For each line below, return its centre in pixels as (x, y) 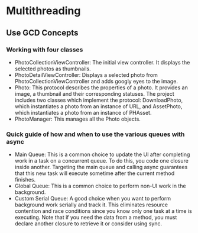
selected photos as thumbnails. (53, 69)
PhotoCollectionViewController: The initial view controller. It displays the (102, 62)
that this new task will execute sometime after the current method (95, 173)
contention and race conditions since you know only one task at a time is (103, 211)
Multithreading (43, 11)
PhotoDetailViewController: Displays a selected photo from (86, 75)
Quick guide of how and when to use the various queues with (95, 134)
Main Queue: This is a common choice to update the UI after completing (102, 154)
